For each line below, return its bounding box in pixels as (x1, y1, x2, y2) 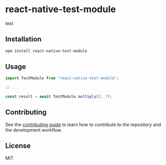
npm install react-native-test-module (5, 48, 87, 54)
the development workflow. (5, 127, 62, 133)
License (5, 142, 31, 150)
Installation (5, 35, 42, 44)
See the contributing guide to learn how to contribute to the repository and (5, 121, 161, 128)
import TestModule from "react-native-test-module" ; (5, 76, 119, 81)
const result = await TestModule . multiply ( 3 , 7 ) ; (5, 94, 113, 99)
